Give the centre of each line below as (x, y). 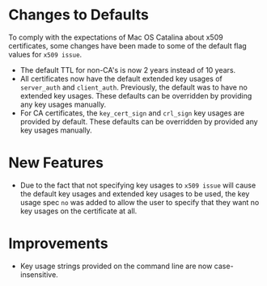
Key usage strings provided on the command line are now (116, 266)
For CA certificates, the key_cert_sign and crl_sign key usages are (132, 113)
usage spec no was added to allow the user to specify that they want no (140, 202)
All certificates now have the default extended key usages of (121, 78)
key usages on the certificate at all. (78, 211)
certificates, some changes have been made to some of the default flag (127, 45)
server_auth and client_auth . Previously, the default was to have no (134, 87)
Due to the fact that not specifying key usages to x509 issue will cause (138, 185)
